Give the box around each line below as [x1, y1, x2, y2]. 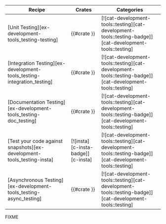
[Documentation [7, 99, 45, 105]
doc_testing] [7, 117, 37, 124]
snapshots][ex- [7, 144, 44, 150]
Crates [76, 6, 92, 13]
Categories [116, 6, 143, 13]
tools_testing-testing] [7, 37, 58, 43]
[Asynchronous [7, 177, 43, 183]
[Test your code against [7, 138, 63, 144]
